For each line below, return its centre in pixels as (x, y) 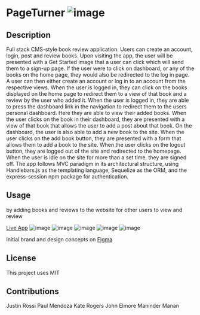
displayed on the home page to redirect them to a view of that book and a (96, 94)
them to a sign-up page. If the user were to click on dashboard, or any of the (100, 68)
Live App (17, 228)
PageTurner (36, 13)
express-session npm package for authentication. (67, 176)
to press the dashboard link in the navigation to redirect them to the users (96, 107)
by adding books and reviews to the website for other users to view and (94, 210)
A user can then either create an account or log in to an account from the (96, 81)
